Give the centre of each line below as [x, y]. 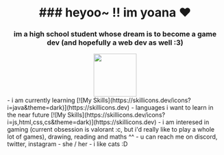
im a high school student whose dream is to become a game [115, 34]
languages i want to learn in [175, 108]
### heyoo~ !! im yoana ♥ [115, 13]
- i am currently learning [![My [50, 100]
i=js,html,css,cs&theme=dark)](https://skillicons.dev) [82, 122]
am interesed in [187, 122]
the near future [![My [37, 115]
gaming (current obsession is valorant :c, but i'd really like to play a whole [111, 130]
